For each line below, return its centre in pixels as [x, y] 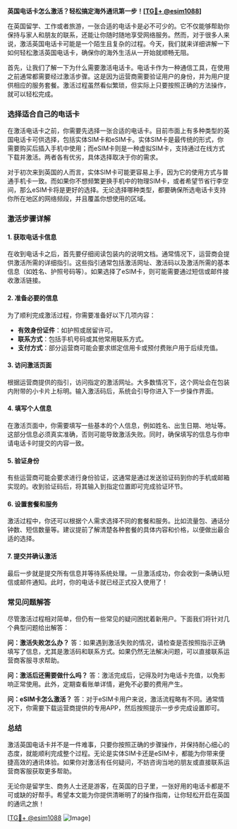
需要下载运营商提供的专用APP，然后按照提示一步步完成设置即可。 [127, 708]
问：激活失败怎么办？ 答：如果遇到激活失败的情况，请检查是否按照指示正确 [116, 643]
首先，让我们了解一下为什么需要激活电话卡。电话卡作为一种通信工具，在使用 [119, 67]
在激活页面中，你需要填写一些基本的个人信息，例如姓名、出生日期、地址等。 [119, 426]
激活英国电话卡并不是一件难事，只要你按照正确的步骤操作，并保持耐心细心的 [119, 745]
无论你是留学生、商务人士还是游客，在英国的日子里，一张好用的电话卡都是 [115, 786]
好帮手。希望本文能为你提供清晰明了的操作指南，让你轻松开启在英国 [130, 795]
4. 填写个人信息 [30, 408]
